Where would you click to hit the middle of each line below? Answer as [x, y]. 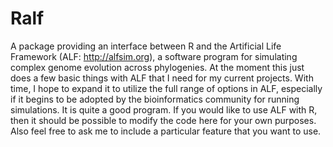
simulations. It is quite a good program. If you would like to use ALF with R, [164, 109]
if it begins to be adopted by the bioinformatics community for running [155, 99]
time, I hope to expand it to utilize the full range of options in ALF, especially [166, 88]
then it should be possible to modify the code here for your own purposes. [163, 120]
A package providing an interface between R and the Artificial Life [146, 46]
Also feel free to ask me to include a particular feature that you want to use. [166, 131]
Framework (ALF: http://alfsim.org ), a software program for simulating [154, 56]
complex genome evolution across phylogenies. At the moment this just [157, 67]
